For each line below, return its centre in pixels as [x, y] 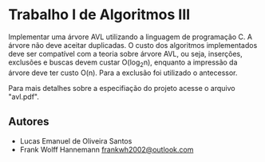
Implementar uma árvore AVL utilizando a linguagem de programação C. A [131, 37]
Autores [29, 122]
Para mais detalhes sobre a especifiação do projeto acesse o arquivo [122, 88]
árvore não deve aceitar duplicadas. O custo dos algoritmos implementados [133, 45]
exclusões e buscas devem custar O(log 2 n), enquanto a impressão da [123, 63]
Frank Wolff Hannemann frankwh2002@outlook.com [107, 149]
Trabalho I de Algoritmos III [99, 15]
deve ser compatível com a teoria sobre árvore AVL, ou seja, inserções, [126, 53]
